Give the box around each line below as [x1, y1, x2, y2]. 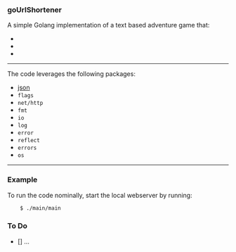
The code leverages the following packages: [7, 70, 136, 78]
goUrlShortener [7, 5, 62, 15]
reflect [17, 137, 40, 144]
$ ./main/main [20, 204, 61, 212]
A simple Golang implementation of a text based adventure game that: [7, 21, 210, 30]
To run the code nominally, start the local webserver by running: [7, 191, 192, 199]
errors [17, 144, 37, 152]
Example [7, 175, 38, 184]
